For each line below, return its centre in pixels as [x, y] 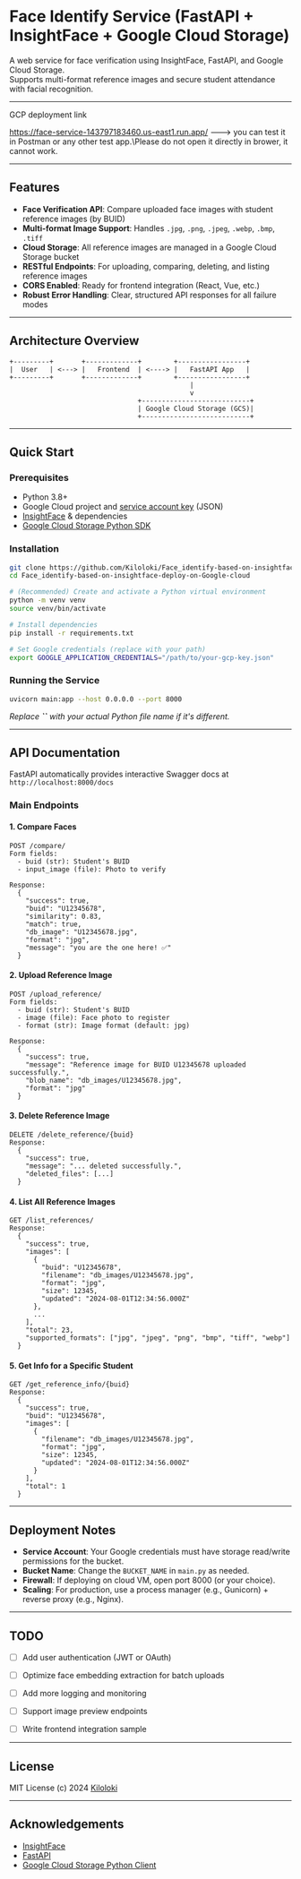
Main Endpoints [44, 805]
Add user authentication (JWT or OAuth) [97, 1657]
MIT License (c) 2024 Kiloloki [64, 1788]
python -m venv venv [48, 601]
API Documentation [65, 753]
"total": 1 [46, 1487]
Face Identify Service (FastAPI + [132, 17]
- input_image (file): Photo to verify [92, 869]
